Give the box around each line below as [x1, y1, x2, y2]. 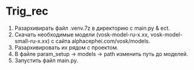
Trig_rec [5, 4, 49, 18]
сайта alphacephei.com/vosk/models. [55, 37, 150, 44]
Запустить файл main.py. [14, 57, 78, 64]
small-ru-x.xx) [14, 37, 50, 44]
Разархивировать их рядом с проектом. [14, 44, 119, 51]
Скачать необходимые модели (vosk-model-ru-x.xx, [14, 30, 150, 38]
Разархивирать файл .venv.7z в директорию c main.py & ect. [14, 24, 170, 32]
